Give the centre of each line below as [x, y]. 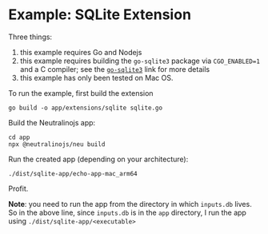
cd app [19, 137]
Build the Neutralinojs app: [52, 122]
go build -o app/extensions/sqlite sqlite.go [85, 108]
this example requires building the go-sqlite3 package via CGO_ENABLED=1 [140, 61]
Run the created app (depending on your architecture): [98, 159]
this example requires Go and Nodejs [81, 52]
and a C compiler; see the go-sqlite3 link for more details [115, 69]
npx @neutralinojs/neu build [57, 144]
